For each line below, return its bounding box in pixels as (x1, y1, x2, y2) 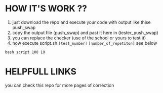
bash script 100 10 (5, 50, 45, 55)
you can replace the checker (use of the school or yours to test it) (12, 35, 146, 41)
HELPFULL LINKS (5, 66, 77, 77)
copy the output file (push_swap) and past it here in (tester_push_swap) (12, 30, 159, 35)
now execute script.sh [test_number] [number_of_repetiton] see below (12, 40, 157, 46)
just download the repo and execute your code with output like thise (12, 19, 151, 25)
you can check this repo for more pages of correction (5, 82, 115, 88)
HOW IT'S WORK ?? (5, 3, 87, 14)
